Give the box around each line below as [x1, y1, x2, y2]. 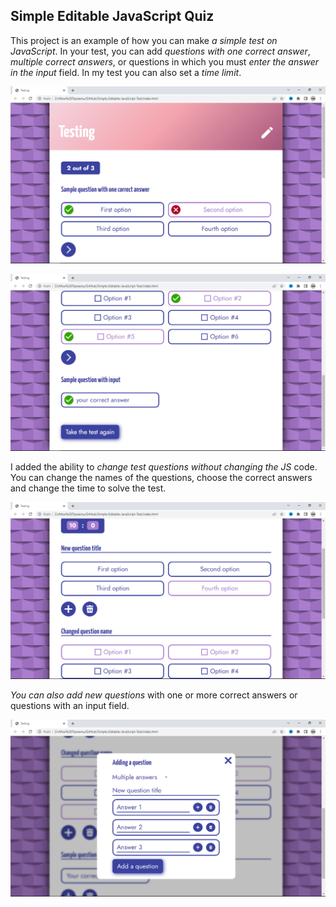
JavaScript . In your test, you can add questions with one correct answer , [10, 45, 311, 57]
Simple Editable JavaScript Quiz [10, 8, 215, 25]
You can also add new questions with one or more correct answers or [10, 689, 298, 701]
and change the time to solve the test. [10, 482, 167, 494]
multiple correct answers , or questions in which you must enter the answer [10, 55, 320, 68]
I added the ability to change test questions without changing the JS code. [10, 460, 318, 473]
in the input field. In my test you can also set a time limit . [10, 66, 242, 78]
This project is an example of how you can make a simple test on [10, 34, 278, 46]
